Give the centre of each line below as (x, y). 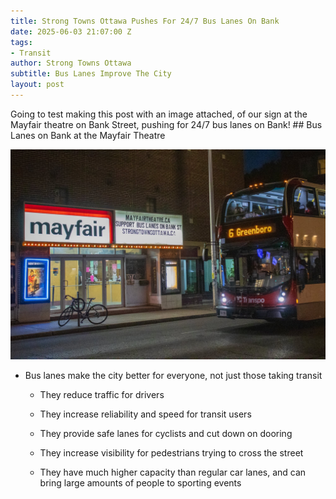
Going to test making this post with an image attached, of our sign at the (159, 114)
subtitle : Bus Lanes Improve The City (91, 74)
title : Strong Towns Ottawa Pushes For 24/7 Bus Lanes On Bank (145, 21)
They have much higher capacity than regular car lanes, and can (173, 472)
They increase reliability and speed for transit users (145, 414)
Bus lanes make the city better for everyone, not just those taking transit (173, 375)
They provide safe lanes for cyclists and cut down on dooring (166, 433)
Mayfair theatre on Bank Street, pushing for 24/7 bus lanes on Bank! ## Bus (166, 124)
